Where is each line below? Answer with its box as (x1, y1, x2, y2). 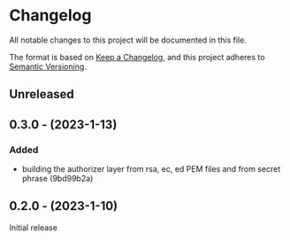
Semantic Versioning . (9, 61, 87, 72)
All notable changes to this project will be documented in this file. (9, 35, 248, 45)
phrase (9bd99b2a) (21, 174, 94, 184)
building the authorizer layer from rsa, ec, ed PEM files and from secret (21, 164, 281, 174)
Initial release (9, 222, 57, 233)
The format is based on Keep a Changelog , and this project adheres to (9, 51, 265, 62)
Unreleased (9, 87, 75, 102)
